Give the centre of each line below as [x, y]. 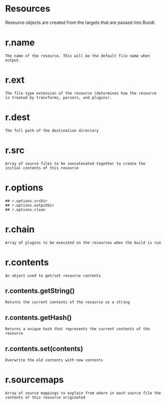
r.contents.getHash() [39, 318]
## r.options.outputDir [30, 205]
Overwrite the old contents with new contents [54, 360]
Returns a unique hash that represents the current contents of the [78, 329]
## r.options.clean [25, 210]
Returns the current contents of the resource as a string [68, 302]
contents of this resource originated [45, 397]
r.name [20, 43]
